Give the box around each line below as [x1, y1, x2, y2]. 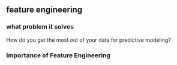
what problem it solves [6, 23, 74, 31]
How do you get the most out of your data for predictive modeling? [6, 36, 171, 44]
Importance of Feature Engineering [6, 51, 111, 59]
